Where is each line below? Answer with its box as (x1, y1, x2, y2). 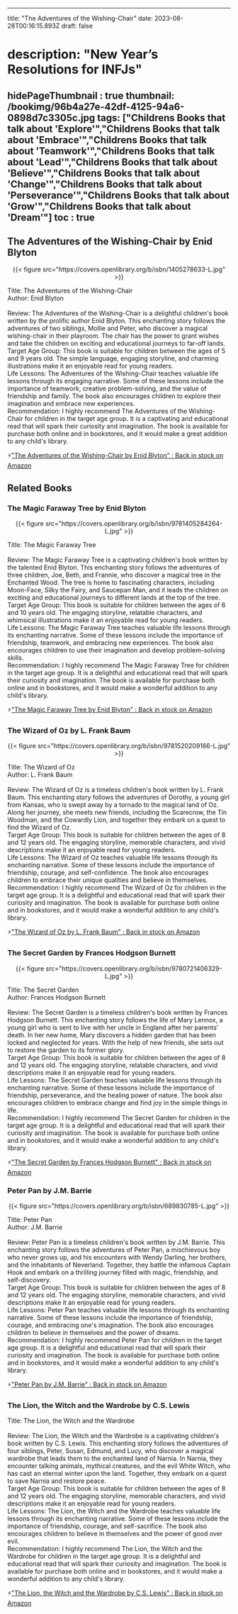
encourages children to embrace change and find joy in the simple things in (7, 1098, 228, 1107)
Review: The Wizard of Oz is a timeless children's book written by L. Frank (7, 786, 225, 794)
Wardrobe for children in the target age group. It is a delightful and (7, 1552, 200, 1561)
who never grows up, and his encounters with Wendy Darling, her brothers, (7, 1253, 227, 1261)
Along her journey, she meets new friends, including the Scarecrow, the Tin (7, 808, 227, 817)
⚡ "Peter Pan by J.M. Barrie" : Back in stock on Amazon (7, 1379, 168, 1389)
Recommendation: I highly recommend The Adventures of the (7, 407, 188, 415)
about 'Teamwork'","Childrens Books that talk (7, 145, 215, 157)
